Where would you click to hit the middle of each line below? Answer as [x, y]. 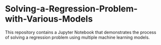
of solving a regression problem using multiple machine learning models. [77, 37]
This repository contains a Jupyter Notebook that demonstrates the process [80, 32]
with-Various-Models [49, 19]
